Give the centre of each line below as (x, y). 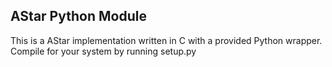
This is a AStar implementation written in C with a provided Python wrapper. (166, 40)
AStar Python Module (78, 16)
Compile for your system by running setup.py (103, 51)
